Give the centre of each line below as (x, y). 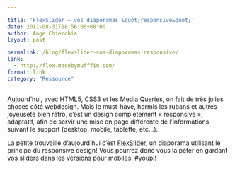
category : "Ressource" (41, 78)
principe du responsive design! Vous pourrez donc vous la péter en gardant (117, 150)
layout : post (27, 40)
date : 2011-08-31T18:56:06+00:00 (57, 27)
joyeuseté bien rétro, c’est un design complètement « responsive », (105, 114)
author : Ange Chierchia (42, 33)
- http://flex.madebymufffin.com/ (64, 66)
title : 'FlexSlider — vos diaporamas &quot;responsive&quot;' (101, 20)
